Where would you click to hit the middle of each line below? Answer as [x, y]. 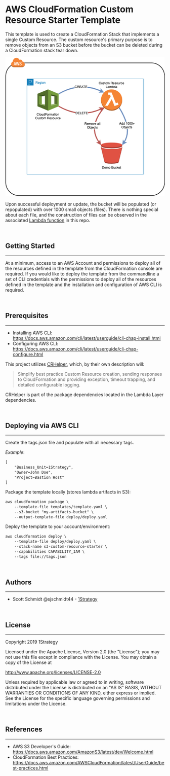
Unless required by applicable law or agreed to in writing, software [75, 682]
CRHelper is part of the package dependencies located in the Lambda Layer [84, 395]
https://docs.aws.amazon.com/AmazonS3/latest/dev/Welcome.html [83, 752]
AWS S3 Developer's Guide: [41, 746]
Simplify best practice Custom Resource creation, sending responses [90, 374]
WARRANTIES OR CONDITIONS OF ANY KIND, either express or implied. [80, 693]
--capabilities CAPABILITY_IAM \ [50, 552]
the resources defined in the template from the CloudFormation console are [84, 268]
